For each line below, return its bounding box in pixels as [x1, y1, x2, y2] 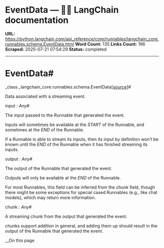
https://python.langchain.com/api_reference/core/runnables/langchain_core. [5, 36, 159, 42]
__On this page [5, 237, 35, 243]
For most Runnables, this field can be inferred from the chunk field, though [5, 184, 155, 190]
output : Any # [5, 156, 33, 162]
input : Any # [5, 103, 30, 108]
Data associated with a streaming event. [5, 93, 86, 99]
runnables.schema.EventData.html [5, 41, 74, 47]
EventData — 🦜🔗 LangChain [5, 4, 119, 16]
